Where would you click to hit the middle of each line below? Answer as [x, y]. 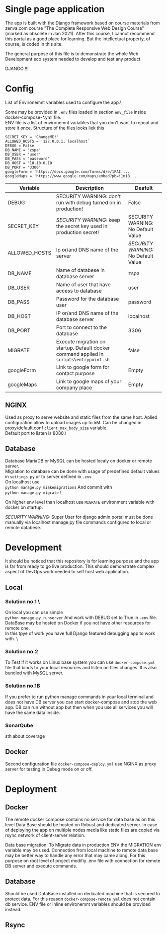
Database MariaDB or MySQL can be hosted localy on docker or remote [79, 461]
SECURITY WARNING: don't [88, 196]
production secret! [78, 232]
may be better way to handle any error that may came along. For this [75, 855]
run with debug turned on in [88, 202]
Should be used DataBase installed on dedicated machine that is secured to [83, 893]
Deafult [144, 188]
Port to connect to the [82, 327]
